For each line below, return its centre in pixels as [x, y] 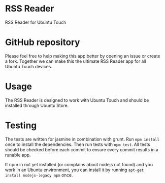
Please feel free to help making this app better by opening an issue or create [83, 56]
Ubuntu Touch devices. [29, 66]
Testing [21, 125]
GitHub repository [43, 42]
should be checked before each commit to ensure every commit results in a [82, 149]
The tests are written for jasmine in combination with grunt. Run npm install [82, 139]
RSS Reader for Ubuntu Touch [36, 22]
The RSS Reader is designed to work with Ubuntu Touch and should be [77, 100]
